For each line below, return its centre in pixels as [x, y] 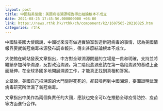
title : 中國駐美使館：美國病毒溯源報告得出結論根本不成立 [56, 14]
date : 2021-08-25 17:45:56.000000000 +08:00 [51, 18]
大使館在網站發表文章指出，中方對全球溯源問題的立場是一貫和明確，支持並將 [81, 58]
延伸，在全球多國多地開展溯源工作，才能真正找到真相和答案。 [71, 71]
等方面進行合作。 [22, 104]
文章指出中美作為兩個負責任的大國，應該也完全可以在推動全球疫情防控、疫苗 [81, 97]
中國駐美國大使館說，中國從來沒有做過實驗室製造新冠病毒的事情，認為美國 [79, 42]
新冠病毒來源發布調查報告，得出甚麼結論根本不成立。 [75, 48]
